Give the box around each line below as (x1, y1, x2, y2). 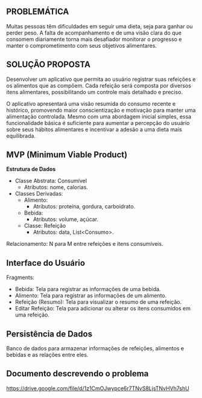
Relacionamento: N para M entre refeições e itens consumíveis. (6, 240, 164, 248)
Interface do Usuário (6, 258, 86, 268)
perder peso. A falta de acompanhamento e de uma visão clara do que (6, 29, 182, 36)
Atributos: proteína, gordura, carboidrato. (33, 203, 136, 210)
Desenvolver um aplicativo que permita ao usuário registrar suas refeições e (6, 75, 196, 83)
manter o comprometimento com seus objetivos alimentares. (6, 42, 157, 49)
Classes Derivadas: (14, 190, 63, 197)
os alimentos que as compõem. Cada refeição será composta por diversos (6, 82, 192, 89)
